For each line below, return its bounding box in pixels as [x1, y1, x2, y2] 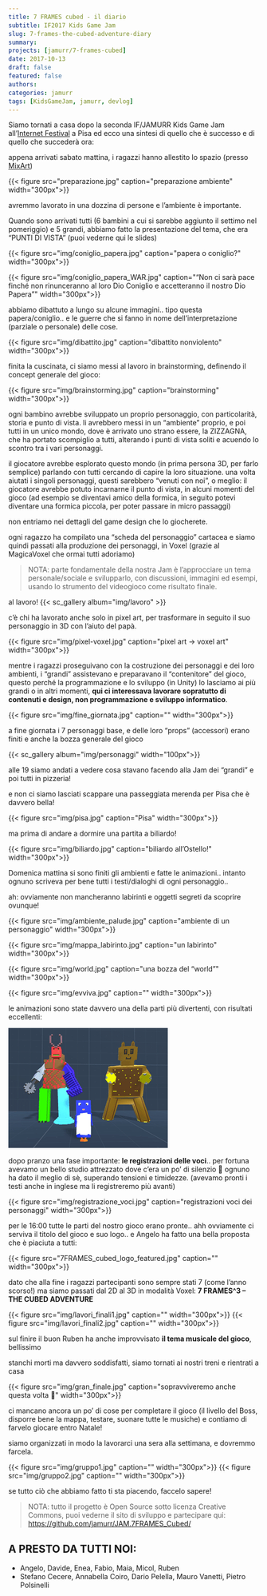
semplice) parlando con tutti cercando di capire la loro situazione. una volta [8, 468, 257, 477]
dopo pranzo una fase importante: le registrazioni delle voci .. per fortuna [8, 1156, 249, 1166]
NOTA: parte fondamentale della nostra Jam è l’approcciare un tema [27, 565, 251, 575]
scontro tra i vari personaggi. [8, 444, 104, 453]
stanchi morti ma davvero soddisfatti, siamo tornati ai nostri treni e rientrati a [8, 1358, 259, 1367]
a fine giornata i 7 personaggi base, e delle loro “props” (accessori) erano [8, 726, 250, 736]
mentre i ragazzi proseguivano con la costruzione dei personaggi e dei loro [8, 660, 255, 671]
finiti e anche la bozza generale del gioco [8, 734, 143, 744]
